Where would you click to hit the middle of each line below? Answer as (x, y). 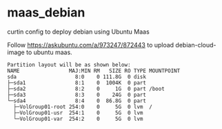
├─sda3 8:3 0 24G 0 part (77, 95)
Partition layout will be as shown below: (69, 64)
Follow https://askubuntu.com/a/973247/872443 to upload (91, 45)
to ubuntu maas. (49, 52)
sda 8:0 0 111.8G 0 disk (77, 77)
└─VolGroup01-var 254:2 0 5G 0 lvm (78, 119)
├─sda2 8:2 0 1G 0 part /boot (86, 89)
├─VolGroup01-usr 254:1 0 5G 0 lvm (78, 113)
